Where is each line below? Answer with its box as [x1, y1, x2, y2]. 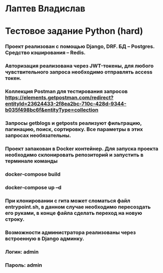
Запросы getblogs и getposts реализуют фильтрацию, [5, 120, 142, 127]
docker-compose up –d [5, 184, 62, 191]
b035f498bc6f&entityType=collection [5, 106, 99, 113]
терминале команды [5, 157, 58, 164]
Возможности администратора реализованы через [5, 229, 136, 236]
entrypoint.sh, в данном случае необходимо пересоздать [5, 203, 151, 210]
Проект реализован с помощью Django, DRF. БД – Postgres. [5, 43, 155, 50]
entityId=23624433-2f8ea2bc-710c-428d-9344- [5, 101, 127, 107]
